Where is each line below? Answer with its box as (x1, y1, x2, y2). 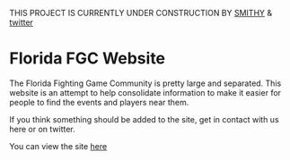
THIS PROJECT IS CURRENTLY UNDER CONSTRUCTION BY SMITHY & (9, 8, 273, 18)
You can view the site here (9, 140, 108, 151)
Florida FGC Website (9, 48, 166, 69)
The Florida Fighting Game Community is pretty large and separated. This (9, 78, 282, 88)
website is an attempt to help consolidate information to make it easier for (9, 87, 281, 97)
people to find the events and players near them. (9, 97, 189, 107)
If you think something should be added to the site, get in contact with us (9, 114, 280, 124)
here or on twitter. (9, 123, 76, 134)
